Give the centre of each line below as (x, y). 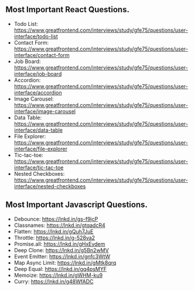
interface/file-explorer (41, 149)
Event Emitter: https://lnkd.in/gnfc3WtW (62, 256)
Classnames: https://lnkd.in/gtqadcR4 (59, 225)
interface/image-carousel (45, 111)
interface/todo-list (36, 36)
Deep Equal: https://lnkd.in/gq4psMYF (60, 269)
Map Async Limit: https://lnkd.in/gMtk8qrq (65, 262)
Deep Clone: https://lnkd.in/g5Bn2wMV (61, 250)
